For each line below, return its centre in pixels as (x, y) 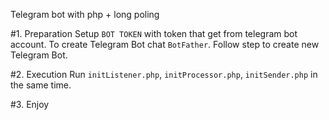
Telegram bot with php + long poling (85, 14)
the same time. (41, 85)
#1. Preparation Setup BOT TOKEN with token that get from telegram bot (154, 33)
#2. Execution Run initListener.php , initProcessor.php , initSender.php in (164, 74)
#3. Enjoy (30, 104)
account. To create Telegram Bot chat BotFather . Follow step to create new (165, 44)
